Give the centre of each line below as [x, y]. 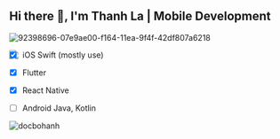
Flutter [34, 73]
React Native [45, 90]
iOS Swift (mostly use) [63, 55]
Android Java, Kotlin [59, 108]
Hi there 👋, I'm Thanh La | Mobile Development [140, 16]
